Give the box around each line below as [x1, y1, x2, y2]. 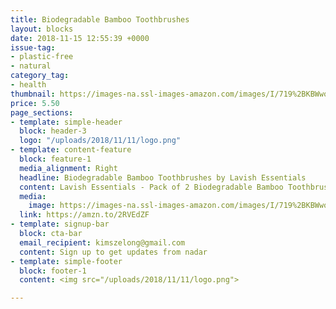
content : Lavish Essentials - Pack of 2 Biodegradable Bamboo [19, 182, 284, 192]
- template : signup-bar [10, 219, 110, 230]
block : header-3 [19, 126, 87, 136]
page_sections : [10, 107, 74, 118]
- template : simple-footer [10, 256, 123, 266]
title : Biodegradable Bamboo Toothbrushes [10, 14, 190, 25]
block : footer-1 [19, 266, 87, 276]
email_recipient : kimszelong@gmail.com [19, 237, 186, 248]
